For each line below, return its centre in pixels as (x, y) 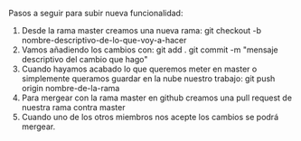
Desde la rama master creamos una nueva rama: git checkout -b (141, 30)
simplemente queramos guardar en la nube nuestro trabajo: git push (148, 79)
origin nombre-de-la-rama (71, 88)
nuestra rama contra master (73, 107)
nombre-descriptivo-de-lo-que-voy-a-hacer (104, 40)
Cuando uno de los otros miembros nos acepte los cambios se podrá (150, 117)
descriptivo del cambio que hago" (85, 59)
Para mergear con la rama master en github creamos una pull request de (157, 98)
